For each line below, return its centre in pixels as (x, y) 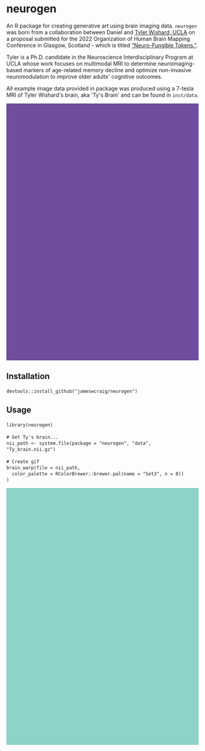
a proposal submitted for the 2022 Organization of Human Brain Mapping (98, 39)
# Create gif (23, 461)
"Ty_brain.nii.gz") (31, 449)
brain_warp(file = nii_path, (43, 468)
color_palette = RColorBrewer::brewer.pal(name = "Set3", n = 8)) (98, 474)
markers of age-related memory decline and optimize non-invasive (107, 70)
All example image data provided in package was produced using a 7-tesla (100, 88)
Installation (28, 376)
